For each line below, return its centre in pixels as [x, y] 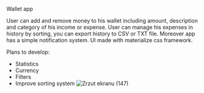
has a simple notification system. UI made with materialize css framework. [100, 40]
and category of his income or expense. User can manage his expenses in [100, 27]
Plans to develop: [28, 52]
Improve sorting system [45, 83]
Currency [27, 70]
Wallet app [20, 9]
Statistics [27, 64]
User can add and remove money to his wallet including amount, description [102, 20]
